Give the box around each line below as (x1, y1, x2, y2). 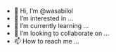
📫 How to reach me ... (13, 37, 79, 45)
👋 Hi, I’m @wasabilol (13, 7, 74, 15)
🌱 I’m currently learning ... (13, 22, 89, 30)
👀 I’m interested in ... (13, 14, 74, 22)
